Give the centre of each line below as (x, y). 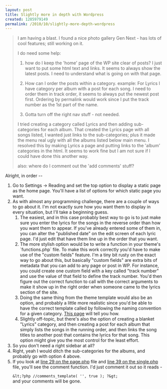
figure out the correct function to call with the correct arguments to (89, 281)
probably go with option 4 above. (46, 356)
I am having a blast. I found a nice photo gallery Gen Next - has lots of (89, 38)
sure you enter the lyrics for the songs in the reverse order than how (90, 223)
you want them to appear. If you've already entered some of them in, (90, 228)
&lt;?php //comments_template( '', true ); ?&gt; (65, 376)
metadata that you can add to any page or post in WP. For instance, (89, 266)
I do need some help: (39, 53)
